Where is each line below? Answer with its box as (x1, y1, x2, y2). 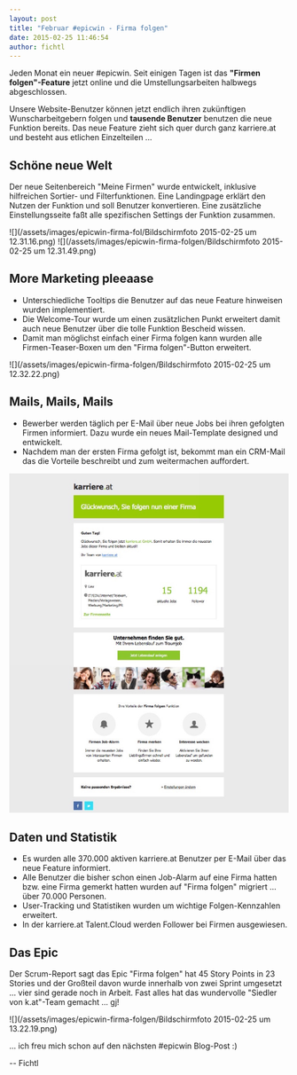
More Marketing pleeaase (9, 271, 154, 286)
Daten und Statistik (9, 829, 118, 844)
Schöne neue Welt (9, 158, 113, 173)
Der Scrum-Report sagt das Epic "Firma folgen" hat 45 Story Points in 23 (9, 969, 276, 979)
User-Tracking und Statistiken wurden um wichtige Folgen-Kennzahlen (21, 900, 281, 911)
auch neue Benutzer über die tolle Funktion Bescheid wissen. (21, 323, 246, 333)
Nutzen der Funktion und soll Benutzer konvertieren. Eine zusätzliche (9, 200, 262, 211)
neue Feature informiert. (21, 863, 111, 874)
